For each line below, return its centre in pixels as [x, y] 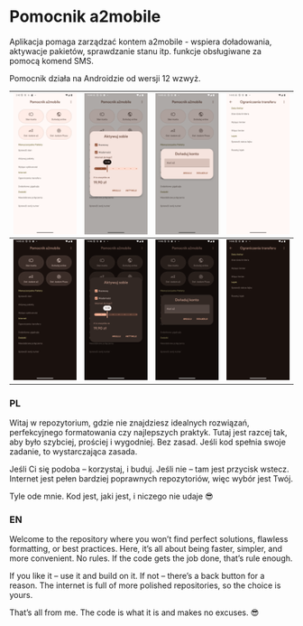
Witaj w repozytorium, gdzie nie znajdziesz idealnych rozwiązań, [129, 423]
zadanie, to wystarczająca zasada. [73, 452]
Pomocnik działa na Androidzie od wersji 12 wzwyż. [105, 78]
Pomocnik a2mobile [85, 17]
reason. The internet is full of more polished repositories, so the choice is [145, 585]
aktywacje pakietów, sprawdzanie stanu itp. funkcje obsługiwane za [135, 51]
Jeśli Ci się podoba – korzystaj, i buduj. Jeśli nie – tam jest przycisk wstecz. [150, 469]
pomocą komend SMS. [52, 61]
